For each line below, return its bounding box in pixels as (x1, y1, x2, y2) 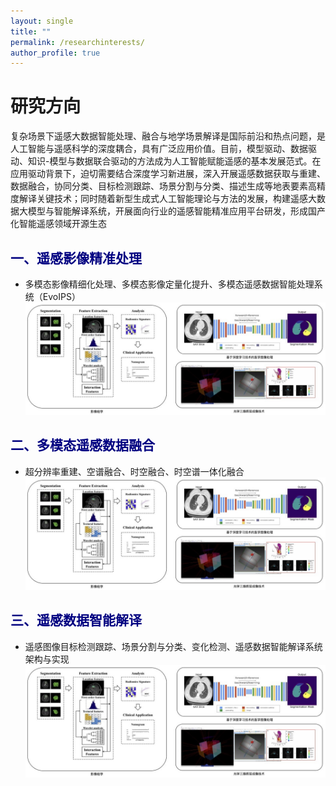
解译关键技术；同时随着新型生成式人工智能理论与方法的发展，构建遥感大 (18, 193, 317, 205)
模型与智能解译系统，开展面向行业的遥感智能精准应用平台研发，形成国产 (27, 205, 326, 217)
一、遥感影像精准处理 (10, 250, 142, 267)
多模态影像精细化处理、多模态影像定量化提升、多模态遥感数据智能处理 (24, 278, 315, 290)
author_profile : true (10, 48, 101, 58)
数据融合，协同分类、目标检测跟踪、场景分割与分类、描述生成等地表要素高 (10, 180, 317, 192)
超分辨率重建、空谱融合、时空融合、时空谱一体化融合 (24, 465, 245, 477)
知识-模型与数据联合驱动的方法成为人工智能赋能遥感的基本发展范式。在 (27, 155, 322, 167)
